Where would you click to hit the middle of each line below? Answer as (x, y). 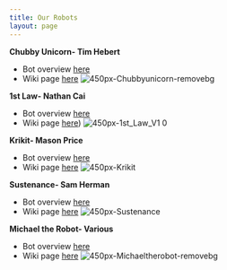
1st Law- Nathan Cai (48, 96)
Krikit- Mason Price (46, 140)
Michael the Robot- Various (61, 229)
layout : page (34, 26)
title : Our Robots (44, 17)
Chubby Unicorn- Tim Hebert (65, 51)
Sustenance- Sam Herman (60, 184)
